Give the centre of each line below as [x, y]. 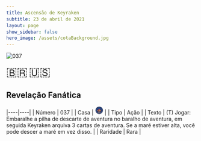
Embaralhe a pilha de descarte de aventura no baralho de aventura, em [94, 119]
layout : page [23, 25]
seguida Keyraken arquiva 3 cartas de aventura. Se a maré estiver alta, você [101, 125]
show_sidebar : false [32, 32]
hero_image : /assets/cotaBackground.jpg [58, 38]
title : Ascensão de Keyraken [43, 13]
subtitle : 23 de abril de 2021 [45, 19]
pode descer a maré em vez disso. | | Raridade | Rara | [74, 131]
